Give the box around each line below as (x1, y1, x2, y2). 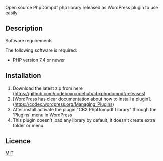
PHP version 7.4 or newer (12, 57, 65, 63)
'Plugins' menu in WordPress (12, 112, 72, 118)
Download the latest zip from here (12, 85, 83, 91)
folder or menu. (12, 122, 45, 128)
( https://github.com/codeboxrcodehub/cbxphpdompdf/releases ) (12, 90, 146, 96)
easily (5, 10, 18, 16)
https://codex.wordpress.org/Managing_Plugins (14, 101, 113, 107)
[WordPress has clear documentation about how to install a (12, 96, 135, 102)
